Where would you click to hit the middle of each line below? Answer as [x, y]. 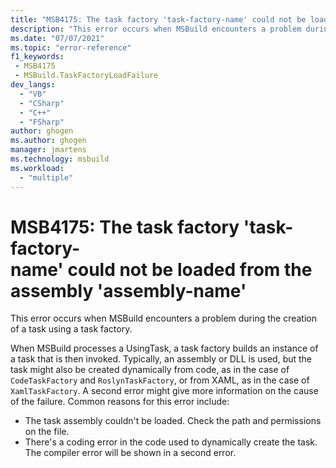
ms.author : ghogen [48, 141]
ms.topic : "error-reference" [71, 47]
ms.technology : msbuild [60, 159]
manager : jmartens [48, 150]
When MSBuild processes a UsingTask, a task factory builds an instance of [164, 348]
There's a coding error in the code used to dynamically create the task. [171, 442]
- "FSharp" [42, 122]
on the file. [47, 432]
